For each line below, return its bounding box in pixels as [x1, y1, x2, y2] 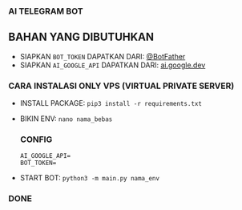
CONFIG [19, 134, 53, 145]
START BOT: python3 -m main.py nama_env [19, 173, 160, 183]
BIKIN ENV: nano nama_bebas [19, 114, 113, 123]
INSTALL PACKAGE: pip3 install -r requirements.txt [19, 99, 203, 108]
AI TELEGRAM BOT [8, 6, 83, 17]
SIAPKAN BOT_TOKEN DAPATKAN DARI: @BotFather [19, 51, 186, 61]
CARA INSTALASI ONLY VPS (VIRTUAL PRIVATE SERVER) [8, 80, 235, 91]
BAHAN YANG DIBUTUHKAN [8, 30, 155, 44]
